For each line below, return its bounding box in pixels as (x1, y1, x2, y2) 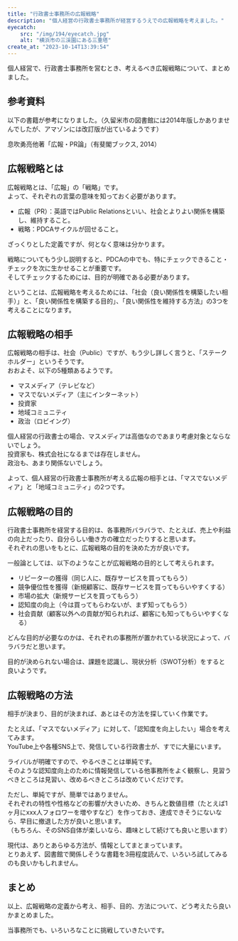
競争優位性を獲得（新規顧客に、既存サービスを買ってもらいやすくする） (17, 583, 229, 591)
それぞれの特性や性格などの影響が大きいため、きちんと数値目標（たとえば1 (7, 799, 228, 808)
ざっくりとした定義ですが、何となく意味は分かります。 (7, 240, 168, 248)
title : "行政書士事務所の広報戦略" (7, 10, 100, 18)
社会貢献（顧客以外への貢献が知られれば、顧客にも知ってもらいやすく (17, 610, 223, 618)
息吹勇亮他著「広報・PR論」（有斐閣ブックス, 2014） (7, 139, 161, 148)
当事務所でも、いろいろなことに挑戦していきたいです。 (7, 925, 168, 934)
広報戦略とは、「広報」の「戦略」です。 (7, 183, 122, 191)
